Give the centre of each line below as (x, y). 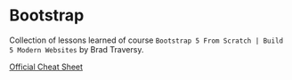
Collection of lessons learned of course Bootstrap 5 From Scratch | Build (146, 40)
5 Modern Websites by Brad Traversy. (77, 49)
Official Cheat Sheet (46, 67)
